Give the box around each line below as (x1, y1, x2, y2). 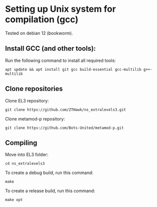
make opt (5, 198, 23, 203)
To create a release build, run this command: (5, 188, 96, 194)
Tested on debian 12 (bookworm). (5, 30, 73, 36)
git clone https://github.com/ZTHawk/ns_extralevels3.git (5, 107, 126, 112)
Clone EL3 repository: (5, 97, 49, 104)
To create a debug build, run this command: (5, 170, 94, 176)
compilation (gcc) (5, 14, 78, 25)
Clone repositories (5, 85, 63, 93)
